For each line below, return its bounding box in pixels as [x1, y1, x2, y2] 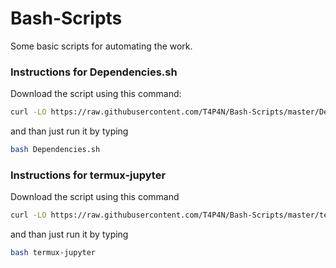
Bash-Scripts [10, 7, 123, 30]
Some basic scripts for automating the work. [10, 40, 193, 52]
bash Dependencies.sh [10, 145, 101, 155]
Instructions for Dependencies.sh [10, 65, 178, 79]
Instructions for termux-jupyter [10, 168, 167, 182]
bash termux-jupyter [10, 248, 97, 258]
